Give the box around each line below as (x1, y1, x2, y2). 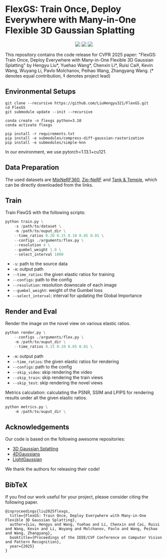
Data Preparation (5, 163, 59, 172)
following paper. (5, 499, 38, 505)
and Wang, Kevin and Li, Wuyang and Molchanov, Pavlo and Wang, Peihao (5, 526, 157, 531)
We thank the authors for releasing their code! (5, 466, 100, 472)
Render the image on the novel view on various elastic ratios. (5, 320, 131, 326)
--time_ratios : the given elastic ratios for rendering (12, 358, 119, 364)
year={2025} (9, 544, 35, 549)
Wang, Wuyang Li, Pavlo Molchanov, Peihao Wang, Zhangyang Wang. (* (5, 67, 154, 73)
